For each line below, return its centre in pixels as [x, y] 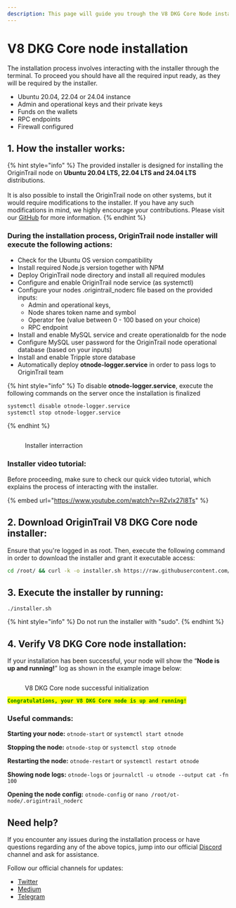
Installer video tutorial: [47, 464]
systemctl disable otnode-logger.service [69, 406]
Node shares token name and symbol [82, 312]
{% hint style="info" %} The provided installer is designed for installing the [115, 165]
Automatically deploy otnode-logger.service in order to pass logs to [117, 364]
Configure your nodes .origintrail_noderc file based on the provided [115, 290]
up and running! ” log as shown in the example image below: [95, 668]
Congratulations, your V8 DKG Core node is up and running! [97, 701]
